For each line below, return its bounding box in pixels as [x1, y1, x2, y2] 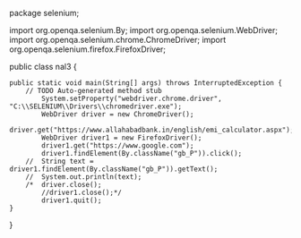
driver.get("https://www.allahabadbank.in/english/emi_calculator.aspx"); [9, 125, 295, 134]
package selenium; [9, 8, 80, 18]
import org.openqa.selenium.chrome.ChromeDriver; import [9, 35, 227, 45]
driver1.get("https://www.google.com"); [41, 141, 194, 150]
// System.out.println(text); [25, 173, 142, 182]
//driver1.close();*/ [41, 188, 123, 197]
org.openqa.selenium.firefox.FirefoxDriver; [9, 44, 167, 55]
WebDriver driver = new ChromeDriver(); [41, 110, 194, 119]
